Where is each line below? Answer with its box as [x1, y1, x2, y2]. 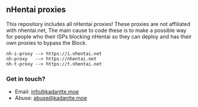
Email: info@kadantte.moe [14, 88, 79, 95]
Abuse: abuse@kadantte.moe [14, 95, 87, 102]
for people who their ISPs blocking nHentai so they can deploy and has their [6, 33, 192, 40]
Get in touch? [6, 74, 46, 83]
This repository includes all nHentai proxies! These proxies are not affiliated [6, 20, 191, 27]
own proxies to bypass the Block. [6, 39, 87, 46]
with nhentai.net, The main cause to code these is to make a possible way [6, 27, 187, 34]
